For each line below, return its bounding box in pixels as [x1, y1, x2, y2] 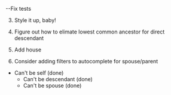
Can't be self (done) [14, 69, 64, 76]
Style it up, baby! [14, 17, 56, 23]
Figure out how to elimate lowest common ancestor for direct [14, 28, 165, 35]
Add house [14, 46, 42, 53]
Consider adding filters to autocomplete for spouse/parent [14, 58, 158, 65]
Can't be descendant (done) [23, 76, 93, 82]
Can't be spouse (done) [23, 82, 82, 89]
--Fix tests [5, 5, 31, 12]
